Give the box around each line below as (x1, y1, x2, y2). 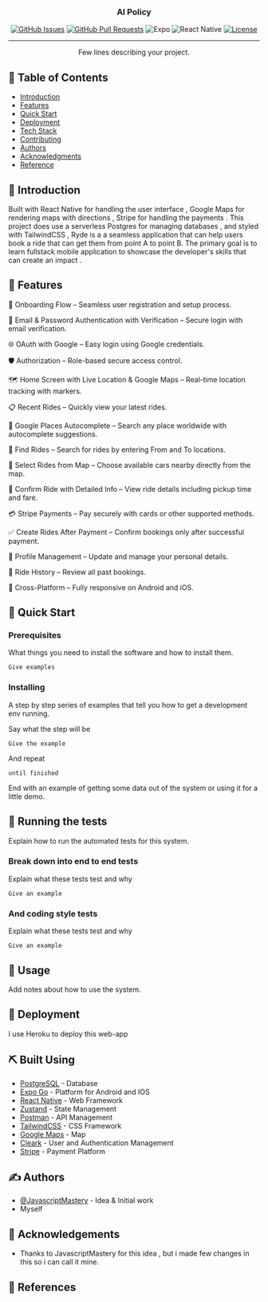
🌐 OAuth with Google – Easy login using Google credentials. (8, 339, 205, 349)
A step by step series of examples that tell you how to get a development (8, 700, 248, 709)
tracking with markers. (8, 386, 82, 396)
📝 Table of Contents (8, 70, 108, 84)
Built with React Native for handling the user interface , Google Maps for (8, 204, 245, 214)
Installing (8, 682, 45, 693)
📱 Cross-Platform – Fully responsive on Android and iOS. (8, 582, 194, 592)
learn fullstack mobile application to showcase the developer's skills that (8, 246, 247, 256)
